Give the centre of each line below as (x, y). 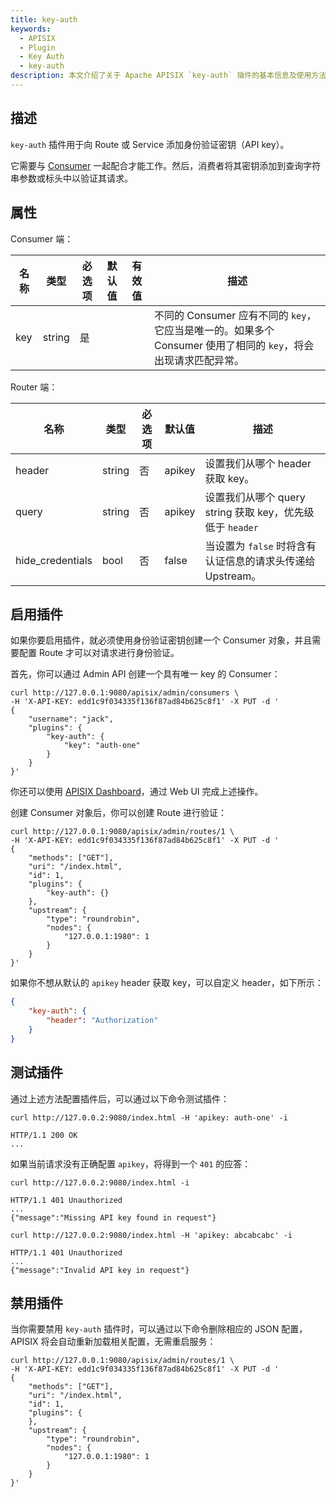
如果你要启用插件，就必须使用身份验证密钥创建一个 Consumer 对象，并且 (161, 640)
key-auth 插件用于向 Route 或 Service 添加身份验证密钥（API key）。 (150, 144)
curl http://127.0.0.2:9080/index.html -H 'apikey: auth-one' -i (149, 1117)
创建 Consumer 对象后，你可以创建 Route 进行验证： (119, 813)
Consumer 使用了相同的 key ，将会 (234, 345)
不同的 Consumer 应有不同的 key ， (235, 315)
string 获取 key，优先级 (259, 512)
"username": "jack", (71, 719)
